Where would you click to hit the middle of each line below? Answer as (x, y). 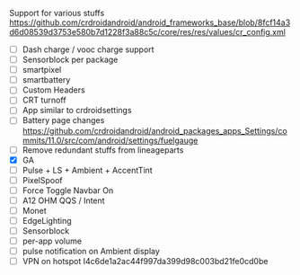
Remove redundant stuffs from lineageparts (103, 150)
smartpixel (42, 70)
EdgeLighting (47, 220)
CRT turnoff (44, 100)
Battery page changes (63, 120)
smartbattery (46, 80)
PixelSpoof (42, 180)
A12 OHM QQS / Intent (63, 200)
